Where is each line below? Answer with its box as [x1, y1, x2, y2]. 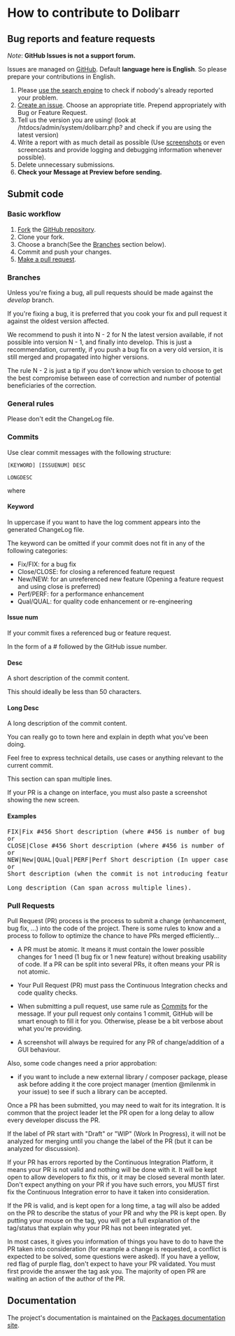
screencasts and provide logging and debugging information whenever [17, 146, 222, 154]
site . [7, 1321, 20, 1329]
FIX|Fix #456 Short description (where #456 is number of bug [7, 827, 225, 836]
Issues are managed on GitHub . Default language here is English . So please [7, 65, 227, 73]
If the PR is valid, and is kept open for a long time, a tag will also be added [7, 1201, 220, 1210]
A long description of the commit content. [7, 719, 127, 728]
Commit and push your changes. [17, 247, 112, 256]
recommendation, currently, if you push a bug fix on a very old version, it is [7, 345, 224, 353]
